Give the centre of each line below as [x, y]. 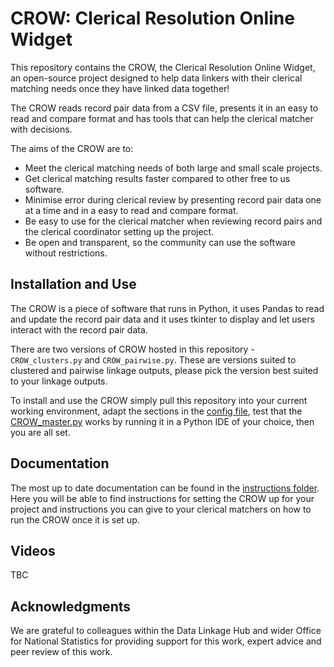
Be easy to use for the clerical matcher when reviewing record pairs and [173, 221]
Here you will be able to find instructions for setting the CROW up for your [162, 498]
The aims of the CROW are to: [72, 148]
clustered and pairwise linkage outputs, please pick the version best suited [164, 370]
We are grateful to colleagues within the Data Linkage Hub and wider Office [166, 631]
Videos [33, 550]
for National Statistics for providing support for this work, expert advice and [166, 641]
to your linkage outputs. [59, 381]
